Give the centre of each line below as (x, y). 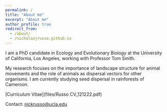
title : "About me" (25, 15)
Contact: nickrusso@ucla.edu (36, 104)
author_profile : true (28, 24)
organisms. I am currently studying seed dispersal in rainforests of (75, 79)
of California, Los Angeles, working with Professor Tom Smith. (71, 58)
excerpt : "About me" (27, 19)
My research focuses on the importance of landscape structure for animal (83, 68)
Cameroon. (17, 84)
